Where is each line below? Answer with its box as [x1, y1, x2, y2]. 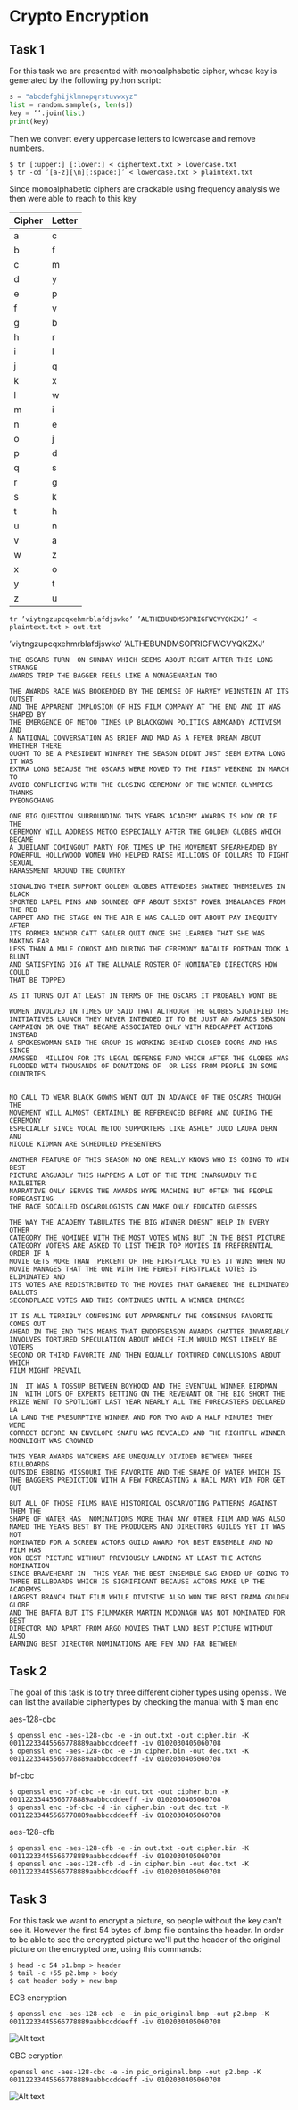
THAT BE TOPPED [9, 976, 66, 984]
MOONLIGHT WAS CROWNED [9, 1436, 94, 1445]
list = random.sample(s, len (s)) [9, 100, 134, 109]
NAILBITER [9, 1178, 46, 1188]
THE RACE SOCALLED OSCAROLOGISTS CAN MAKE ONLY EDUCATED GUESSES [9, 1202, 257, 1211]
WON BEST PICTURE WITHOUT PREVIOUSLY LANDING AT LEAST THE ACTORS [9, 1553, 261, 1563]
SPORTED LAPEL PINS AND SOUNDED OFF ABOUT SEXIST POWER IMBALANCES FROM [9, 897, 286, 907]
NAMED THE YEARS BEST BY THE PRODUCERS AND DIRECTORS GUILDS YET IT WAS [9, 1522, 286, 1532]
